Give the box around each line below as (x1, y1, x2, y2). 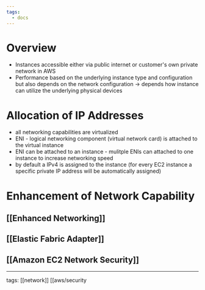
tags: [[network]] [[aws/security (6, 277, 87, 284)
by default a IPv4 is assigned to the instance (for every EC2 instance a (15, 161, 192, 169)
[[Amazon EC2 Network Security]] (6, 255, 139, 265)
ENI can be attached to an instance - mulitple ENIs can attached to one (15, 148, 194, 156)
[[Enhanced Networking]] (6, 213, 106, 223)
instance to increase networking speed (15, 154, 113, 162)
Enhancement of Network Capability (6, 189, 195, 203)
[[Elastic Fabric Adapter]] (6, 234, 105, 244)
